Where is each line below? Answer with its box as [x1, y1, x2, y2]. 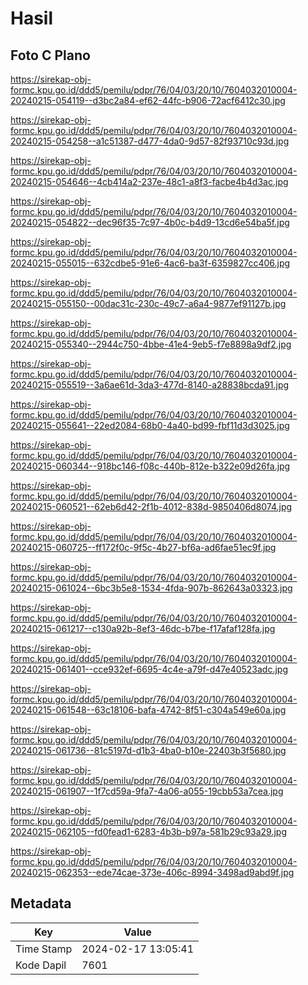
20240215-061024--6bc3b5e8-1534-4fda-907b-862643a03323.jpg [10, 582, 293, 594]
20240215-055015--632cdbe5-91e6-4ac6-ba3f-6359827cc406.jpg [10, 257, 291, 269]
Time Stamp [15, 942, 73, 956]
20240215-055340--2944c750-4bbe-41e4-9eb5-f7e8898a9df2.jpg [10, 338, 292, 350]
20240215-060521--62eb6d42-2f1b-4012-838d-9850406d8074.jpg [10, 501, 293, 512]
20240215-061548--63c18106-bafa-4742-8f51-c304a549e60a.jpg [10, 704, 287, 716]
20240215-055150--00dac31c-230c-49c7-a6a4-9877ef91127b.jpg [10, 298, 287, 309]
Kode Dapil [15, 958, 67, 972]
